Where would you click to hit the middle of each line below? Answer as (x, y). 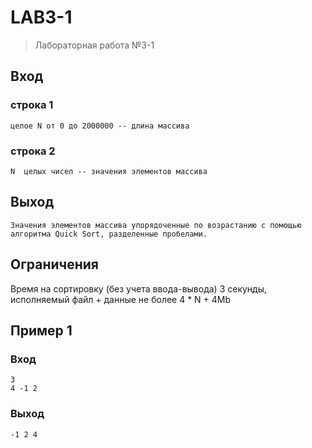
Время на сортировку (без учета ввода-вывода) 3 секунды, (139, 288)
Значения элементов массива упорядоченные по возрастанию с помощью (156, 225)
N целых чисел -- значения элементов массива (109, 171)
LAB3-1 (41, 17)
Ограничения (54, 264)
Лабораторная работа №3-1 (94, 45)
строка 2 (33, 151)
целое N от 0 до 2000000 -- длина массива (100, 126)
